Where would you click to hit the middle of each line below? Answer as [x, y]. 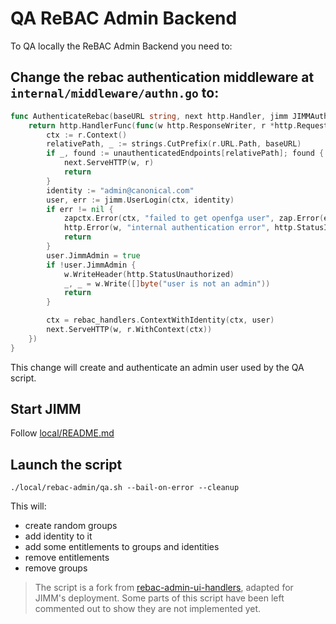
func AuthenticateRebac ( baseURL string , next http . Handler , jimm [149, 116]
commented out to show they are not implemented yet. [148, 609]
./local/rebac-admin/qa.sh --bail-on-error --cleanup [125, 488]
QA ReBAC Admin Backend [124, 18]
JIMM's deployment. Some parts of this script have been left [159, 598]
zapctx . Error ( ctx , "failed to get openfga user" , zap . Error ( [194, 218]
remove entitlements [67, 558]
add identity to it [58, 536]
